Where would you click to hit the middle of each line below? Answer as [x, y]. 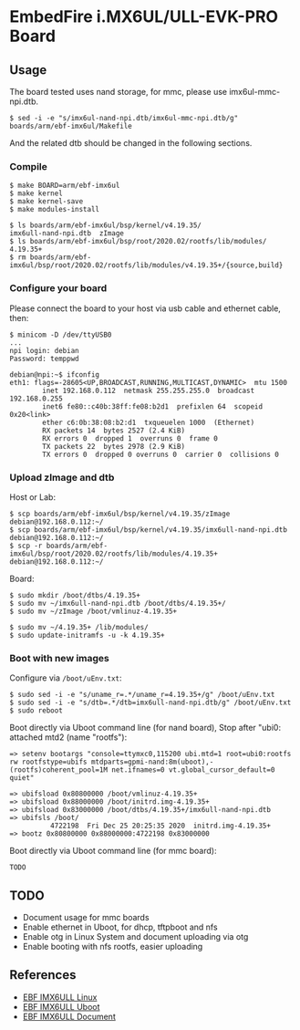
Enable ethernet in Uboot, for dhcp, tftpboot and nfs [120, 927]
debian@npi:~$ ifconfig [55, 375]
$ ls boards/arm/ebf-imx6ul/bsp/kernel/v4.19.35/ [106, 225]
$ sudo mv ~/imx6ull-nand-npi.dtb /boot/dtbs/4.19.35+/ [118, 603]
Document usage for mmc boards [86, 917]
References [43, 975]
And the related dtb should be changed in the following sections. [131, 143]
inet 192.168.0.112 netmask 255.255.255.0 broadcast [149, 390]
